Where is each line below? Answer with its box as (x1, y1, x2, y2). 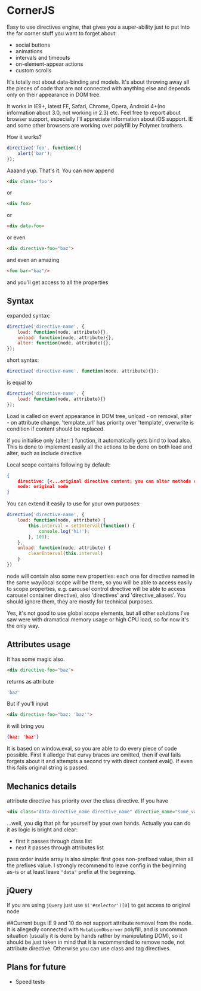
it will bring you (7, 722, 44, 730)
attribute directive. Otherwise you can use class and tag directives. (7, 944, 171, 952)
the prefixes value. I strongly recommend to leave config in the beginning (7, 862, 187, 869)
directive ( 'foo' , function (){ (7, 145, 82, 151)
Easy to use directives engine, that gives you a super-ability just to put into (7, 23, 190, 31)
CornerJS (7, 4, 55, 17)
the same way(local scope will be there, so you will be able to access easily (7, 578, 193, 586)
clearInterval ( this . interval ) (28, 551, 103, 557)
